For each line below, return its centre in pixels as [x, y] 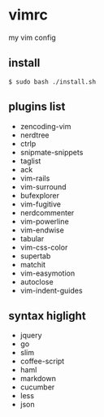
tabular [32, 238]
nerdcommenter [47, 212]
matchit [33, 264]
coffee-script [42, 361]
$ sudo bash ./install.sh [52, 82]
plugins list [37, 107]
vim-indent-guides [51, 290]
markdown [38, 379]
